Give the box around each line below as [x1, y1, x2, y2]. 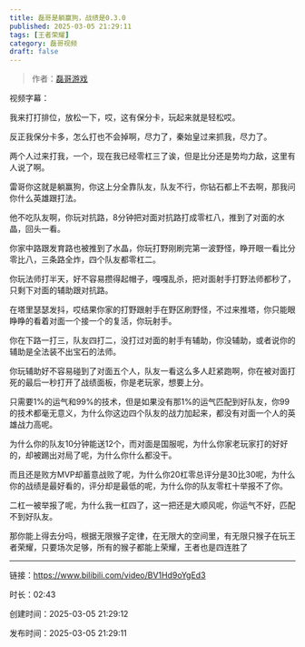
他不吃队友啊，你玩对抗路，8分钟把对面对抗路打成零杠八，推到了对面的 [9, 212, 277, 223]
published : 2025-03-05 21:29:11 [9, 22, 132, 31]
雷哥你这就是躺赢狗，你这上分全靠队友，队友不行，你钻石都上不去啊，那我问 [9, 181, 296, 192]
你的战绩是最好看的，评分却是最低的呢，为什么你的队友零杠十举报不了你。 [9, 480, 288, 491]
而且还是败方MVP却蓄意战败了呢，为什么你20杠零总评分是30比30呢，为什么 [9, 470, 296, 480]
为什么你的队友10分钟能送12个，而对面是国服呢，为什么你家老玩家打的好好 [9, 439, 289, 450]
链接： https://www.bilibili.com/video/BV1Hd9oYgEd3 [9, 570, 206, 581]
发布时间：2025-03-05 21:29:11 [9, 628, 127, 639]
